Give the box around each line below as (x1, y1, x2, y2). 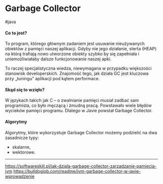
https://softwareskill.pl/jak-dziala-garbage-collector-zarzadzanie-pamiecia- (5, 163, 157, 169)
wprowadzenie (5, 173, 35, 179)
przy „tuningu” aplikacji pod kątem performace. (5, 76, 100, 82)
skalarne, (12, 144, 31, 150)
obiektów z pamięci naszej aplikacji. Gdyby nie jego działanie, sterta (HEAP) (5, 46, 157, 52)
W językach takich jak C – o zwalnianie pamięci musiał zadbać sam (5, 98, 139, 103)
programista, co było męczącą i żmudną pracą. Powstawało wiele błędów (5, 102, 152, 109)
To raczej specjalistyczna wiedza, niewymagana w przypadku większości (5, 66, 152, 71)
